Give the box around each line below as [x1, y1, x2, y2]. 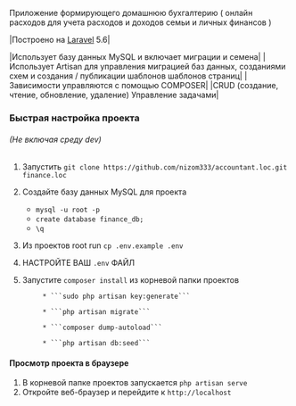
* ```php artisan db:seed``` [42, 339, 151, 348]
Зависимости [9, 80, 61, 90]
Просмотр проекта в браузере [9, 357, 129, 369]
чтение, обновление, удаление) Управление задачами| [9, 89, 219, 100]
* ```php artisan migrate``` [42, 308, 151, 317]
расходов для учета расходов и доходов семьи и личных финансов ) [9, 17, 272, 28]
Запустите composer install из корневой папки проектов [21, 275, 239, 286]
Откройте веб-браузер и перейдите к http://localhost [21, 387, 232, 398]
